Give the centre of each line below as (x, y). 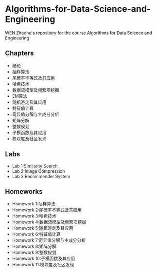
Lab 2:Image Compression (38, 171)
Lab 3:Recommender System (41, 176)
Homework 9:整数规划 (34, 253)
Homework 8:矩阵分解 (34, 246)
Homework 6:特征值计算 (36, 234)
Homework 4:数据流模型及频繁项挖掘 (49, 222)
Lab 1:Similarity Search (35, 166)
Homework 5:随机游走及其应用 (43, 228)
